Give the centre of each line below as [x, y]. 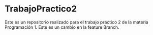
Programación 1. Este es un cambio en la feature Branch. [62, 27]
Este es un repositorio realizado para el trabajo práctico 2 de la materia [76, 22]
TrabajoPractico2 [41, 9]
